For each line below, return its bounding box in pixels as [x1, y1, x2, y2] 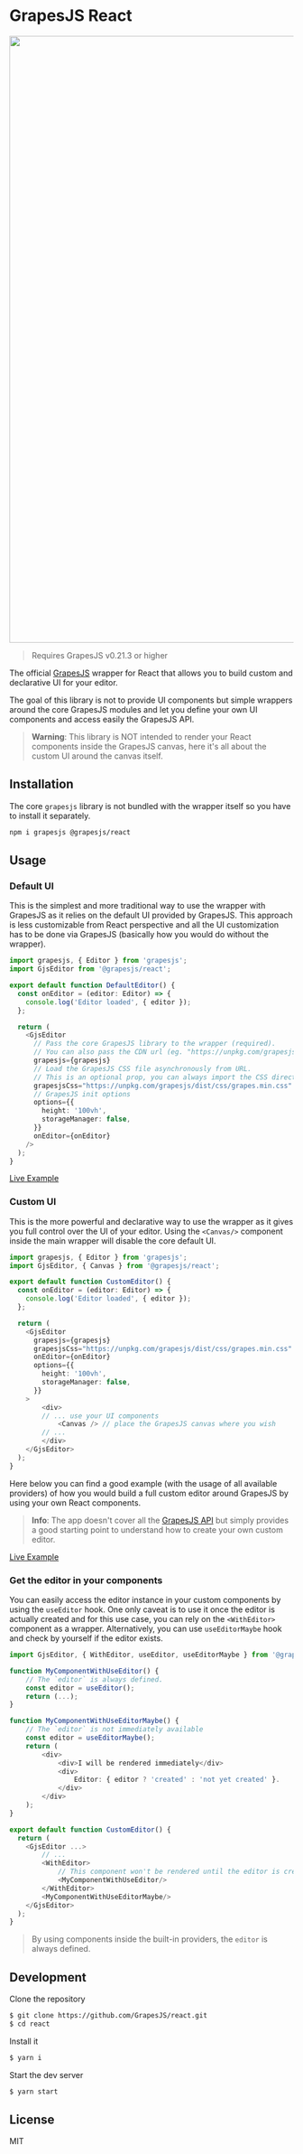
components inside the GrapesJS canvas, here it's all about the [31, 741, 267, 751]
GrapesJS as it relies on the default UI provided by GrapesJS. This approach [9, 909, 293, 921]
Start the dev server [9, 2069, 84, 2080]
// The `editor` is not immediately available [25, 1725, 204, 1734]
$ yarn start [9, 2087, 59, 2096]
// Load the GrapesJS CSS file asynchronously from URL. [32, 1064, 252, 1073]
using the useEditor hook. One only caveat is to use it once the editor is [9, 1604, 275, 1615]
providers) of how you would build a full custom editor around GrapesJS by [9, 1487, 289, 1498]
